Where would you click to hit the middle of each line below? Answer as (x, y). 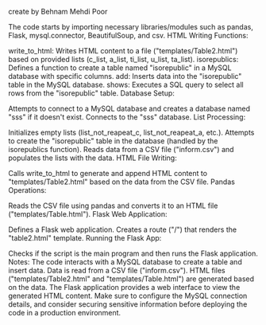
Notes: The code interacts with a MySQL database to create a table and (125, 262)
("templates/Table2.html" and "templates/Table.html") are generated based (131, 279)
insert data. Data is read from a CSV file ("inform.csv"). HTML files (117, 270)
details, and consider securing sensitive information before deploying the (128, 304)
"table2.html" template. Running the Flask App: (85, 238)
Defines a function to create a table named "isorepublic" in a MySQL (120, 68)
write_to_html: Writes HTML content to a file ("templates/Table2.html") (123, 51)
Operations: (27, 190)
